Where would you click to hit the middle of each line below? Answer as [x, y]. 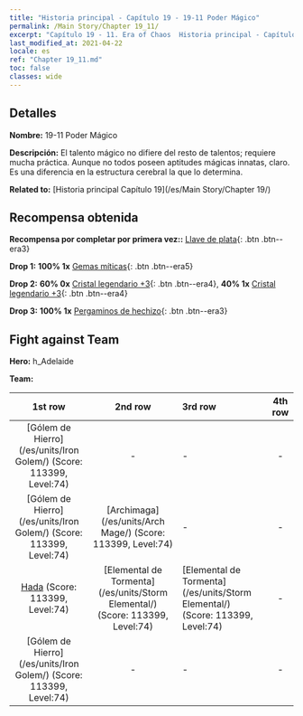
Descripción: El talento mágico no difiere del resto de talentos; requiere [143, 152]
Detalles [33, 113]
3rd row [199, 407]
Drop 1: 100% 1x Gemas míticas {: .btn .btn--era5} [101, 267]
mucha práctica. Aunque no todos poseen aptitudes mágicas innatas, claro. [150, 162]
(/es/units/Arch [133, 522]
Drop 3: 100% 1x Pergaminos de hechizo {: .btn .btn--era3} [119, 311]
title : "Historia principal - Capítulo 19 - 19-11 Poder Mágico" [134, 18]
